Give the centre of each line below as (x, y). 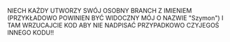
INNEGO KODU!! (31, 32)
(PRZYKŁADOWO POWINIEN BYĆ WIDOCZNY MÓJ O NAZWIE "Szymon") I (115, 18)
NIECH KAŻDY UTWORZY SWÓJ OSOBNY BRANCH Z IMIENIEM (100, 11)
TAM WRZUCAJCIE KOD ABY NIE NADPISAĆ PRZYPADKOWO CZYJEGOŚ (113, 25)
